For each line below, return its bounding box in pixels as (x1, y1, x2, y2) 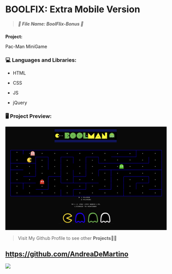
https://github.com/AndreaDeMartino (5, 250, 129, 258)
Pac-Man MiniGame (5, 43, 48, 49)
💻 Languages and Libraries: (5, 57, 77, 64)
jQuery (12, 99, 27, 106)
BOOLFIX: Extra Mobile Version (5, 4, 140, 15)
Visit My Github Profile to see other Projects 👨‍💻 (17, 235, 117, 241)
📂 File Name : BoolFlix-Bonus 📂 (17, 20, 84, 27)
